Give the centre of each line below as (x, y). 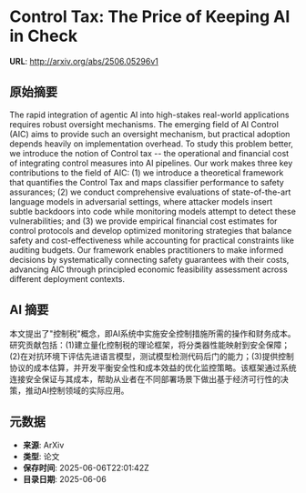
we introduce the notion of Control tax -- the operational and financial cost (149, 153)
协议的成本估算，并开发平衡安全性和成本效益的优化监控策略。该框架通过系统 (153, 367)
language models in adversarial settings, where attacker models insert (141, 201)
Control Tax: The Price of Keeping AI (150, 17)
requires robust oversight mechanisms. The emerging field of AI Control (144, 124)
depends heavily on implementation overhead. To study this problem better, (152, 144)
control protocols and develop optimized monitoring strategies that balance (151, 230)
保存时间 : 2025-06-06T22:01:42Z (86, 468)
